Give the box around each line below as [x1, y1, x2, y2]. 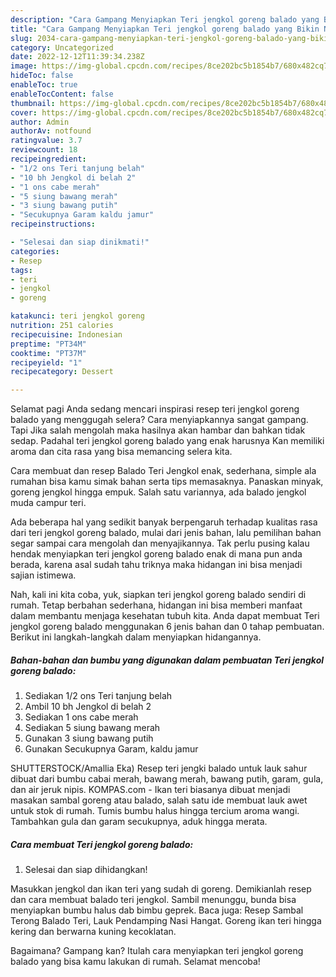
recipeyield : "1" [10, 357, 83, 368]
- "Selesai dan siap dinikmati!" [10, 237, 150, 247]
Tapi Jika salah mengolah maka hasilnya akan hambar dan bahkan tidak [10, 424, 306, 436]
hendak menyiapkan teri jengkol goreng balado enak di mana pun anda [10, 548, 303, 560]
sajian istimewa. [10, 569, 77, 581]
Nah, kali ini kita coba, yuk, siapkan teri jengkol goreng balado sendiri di [10, 589, 307, 601]
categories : [10, 246, 60, 256]
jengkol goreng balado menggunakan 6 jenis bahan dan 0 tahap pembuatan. [10, 621, 325, 633]
